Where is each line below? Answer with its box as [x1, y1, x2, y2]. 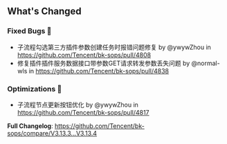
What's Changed [7, 6, 82, 17]
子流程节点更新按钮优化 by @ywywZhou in [17, 100, 138, 109]
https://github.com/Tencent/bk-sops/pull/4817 [17, 108, 150, 116]
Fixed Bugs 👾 [7, 26, 52, 36]
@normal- [191, 59, 220, 67]
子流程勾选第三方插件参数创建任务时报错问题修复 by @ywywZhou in [17, 43, 211, 51]
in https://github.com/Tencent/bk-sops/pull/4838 [28, 66, 170, 75]
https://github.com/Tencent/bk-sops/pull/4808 [17, 51, 151, 59]
